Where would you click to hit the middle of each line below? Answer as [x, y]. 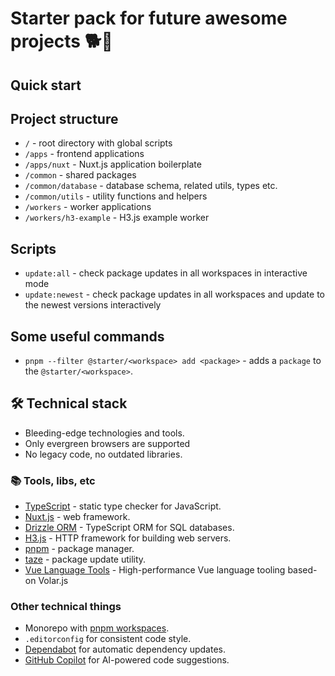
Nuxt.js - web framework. [77, 517]
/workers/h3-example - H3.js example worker [117, 218]
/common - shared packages [80, 175]
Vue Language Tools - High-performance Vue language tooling [155, 570]
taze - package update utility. [85, 559]
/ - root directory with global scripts [98, 143]
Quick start [46, 85]
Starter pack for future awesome [149, 18]
